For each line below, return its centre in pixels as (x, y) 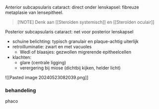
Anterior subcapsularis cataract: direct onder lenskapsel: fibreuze (72, 7)
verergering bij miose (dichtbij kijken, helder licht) (70, 68)
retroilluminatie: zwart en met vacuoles (52, 47)
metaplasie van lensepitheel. (34, 12)
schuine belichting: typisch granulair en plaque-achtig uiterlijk (75, 41)
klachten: (22, 57)
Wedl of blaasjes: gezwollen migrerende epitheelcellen (75, 52)
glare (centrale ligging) (43, 62)
